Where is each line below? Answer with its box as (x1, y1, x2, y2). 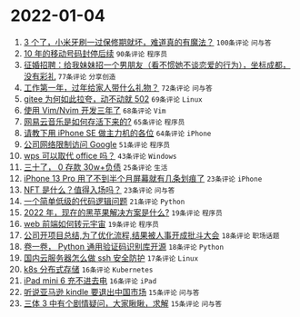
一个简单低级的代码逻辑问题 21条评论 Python (23, 195, 185, 206)
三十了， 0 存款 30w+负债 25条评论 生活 (23, 161, 168, 173)
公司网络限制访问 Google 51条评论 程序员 (23, 138, 171, 150)
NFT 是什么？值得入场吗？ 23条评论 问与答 (23, 183, 175, 195)
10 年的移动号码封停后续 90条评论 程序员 (23, 47, 167, 59)
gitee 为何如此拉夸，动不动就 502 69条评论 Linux (23, 93, 203, 104)
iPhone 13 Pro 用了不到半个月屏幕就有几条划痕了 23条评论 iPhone (23, 173, 263, 183)
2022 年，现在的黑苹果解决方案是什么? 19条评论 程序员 (23, 206, 223, 218)
